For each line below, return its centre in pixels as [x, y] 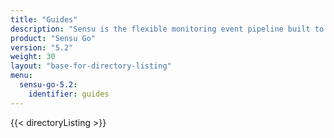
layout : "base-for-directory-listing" [91, 66]
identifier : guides [69, 94]
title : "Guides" [44, 19]
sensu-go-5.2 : [48, 85]
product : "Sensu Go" [53, 38]
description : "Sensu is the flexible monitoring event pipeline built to [167, 29]
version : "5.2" [42, 47]
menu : [21, 76]
